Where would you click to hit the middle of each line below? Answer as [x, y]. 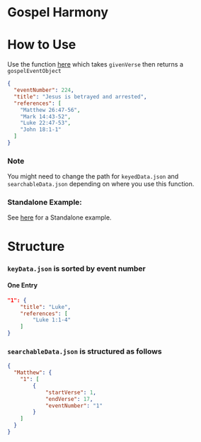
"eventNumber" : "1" [74, 406]
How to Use [42, 45]
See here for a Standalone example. [59, 217]
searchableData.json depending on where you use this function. [101, 184]
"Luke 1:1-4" [52, 320]
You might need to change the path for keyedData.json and [93, 176]
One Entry [22, 285]
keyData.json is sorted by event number [77, 268]
